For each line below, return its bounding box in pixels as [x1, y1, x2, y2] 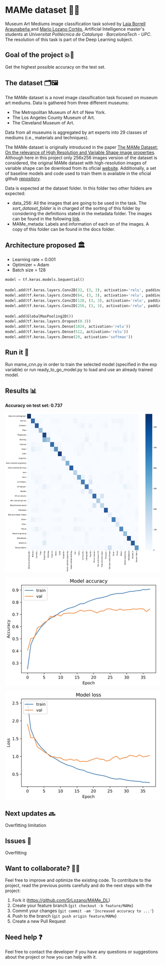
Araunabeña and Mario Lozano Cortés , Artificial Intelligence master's [5, 26, 145, 32]
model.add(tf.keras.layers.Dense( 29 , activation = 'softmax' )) [5, 335, 133, 340]
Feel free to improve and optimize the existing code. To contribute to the [5, 877, 151, 883]
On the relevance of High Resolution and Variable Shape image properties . [5, 149, 156, 155]
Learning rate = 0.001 [12, 257, 56, 263]
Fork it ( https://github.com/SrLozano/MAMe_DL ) [12, 897, 110, 903]
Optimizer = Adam [12, 262, 50, 268]
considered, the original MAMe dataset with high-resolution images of [5, 160, 147, 166]
